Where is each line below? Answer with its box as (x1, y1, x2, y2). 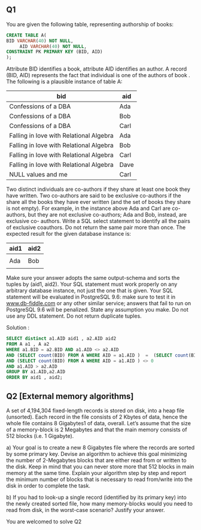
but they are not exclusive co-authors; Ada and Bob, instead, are (28, 211, 187, 218)
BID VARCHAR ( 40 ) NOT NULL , (6, 38, 74, 44)
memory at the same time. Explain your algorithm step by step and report (6, 470, 187, 476)
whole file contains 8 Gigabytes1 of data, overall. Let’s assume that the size (6, 420, 191, 427)
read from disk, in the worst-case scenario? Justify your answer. (6, 507, 165, 513)
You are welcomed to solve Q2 (6, 518, 82, 525)
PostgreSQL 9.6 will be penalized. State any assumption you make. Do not (6, 306, 188, 313)
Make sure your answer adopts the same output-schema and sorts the (6, 275, 180, 282)
